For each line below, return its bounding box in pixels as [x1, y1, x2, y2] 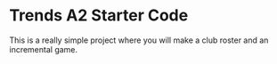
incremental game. [9, 44, 78, 54]
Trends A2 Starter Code [9, 5, 189, 26]
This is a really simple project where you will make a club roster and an [9, 35, 269, 45]
